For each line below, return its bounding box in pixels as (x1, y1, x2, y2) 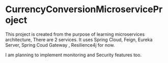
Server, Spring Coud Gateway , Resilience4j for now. (5, 42, 115, 48)
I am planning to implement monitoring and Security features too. (5, 52, 142, 58)
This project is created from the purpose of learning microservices (5, 31, 145, 37)
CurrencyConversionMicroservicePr (5, 4, 163, 15)
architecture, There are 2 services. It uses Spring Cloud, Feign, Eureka (5, 37, 153, 43)
